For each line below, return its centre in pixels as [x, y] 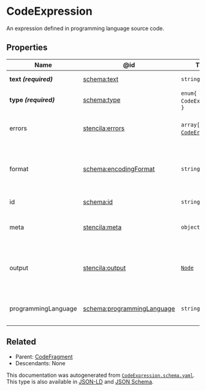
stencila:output [105, 268]
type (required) [32, 99]
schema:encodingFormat [119, 169]
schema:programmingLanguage [129, 308]
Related [21, 342]
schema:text [101, 79]
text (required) [31, 79]
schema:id [98, 202]
